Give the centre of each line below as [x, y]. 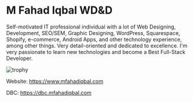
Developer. [19, 58]
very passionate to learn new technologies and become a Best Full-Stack [96, 52]
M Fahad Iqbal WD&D [60, 10]
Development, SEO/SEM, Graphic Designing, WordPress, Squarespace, [93, 33]
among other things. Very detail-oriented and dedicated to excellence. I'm [97, 46]
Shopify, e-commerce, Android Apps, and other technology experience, [94, 39]
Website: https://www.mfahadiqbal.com [55, 81]
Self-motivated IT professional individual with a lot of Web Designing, [91, 27]
